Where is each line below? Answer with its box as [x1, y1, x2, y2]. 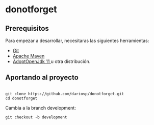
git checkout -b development [5, 114, 67, 120]
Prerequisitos [5, 24, 49, 33]
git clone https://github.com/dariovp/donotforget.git [5, 91, 124, 96]
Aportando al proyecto [5, 73, 79, 82]
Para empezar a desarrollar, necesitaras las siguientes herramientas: [5, 37, 149, 44]
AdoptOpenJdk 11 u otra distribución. [12, 58, 91, 65]
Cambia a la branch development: [5, 105, 76, 111]
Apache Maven [12, 53, 45, 59]
